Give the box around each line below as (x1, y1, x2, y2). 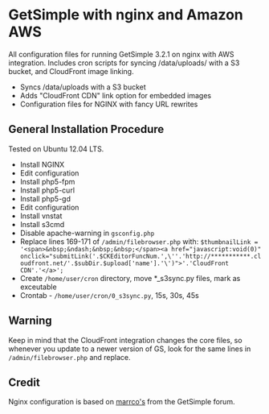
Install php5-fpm (19, 176, 75, 186)
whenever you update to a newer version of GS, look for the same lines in (8, 344, 251, 354)
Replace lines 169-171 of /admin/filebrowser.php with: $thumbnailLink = (19, 236, 259, 246)
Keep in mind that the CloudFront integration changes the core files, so (8, 335, 243, 345)
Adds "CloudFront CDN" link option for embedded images (19, 90, 211, 100)
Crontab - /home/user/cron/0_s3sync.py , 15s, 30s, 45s (19, 290, 199, 300)
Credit (8, 375, 40, 389)
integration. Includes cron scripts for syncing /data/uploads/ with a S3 (8, 58, 240, 68)
